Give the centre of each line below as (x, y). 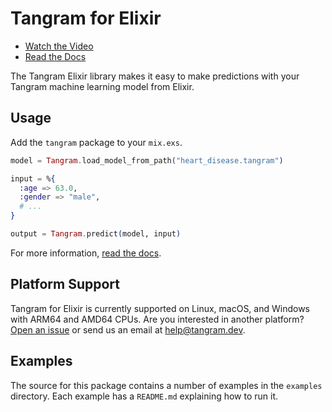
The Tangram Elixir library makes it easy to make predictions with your (155, 76)
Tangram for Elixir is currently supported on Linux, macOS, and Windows (160, 308)
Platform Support (65, 284)
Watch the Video (59, 46)
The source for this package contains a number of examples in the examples (166, 385)
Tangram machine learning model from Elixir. (102, 86)
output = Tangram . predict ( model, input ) (96, 234)
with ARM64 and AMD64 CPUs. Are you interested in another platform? (157, 319)
